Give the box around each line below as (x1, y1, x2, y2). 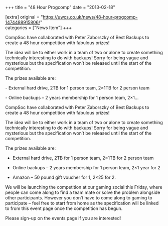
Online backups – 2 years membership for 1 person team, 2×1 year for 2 (12, 165, 160, 170)
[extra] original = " (5, 14, 43, 20)
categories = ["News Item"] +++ (5, 25, 72, 31)
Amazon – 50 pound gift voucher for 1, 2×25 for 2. (12, 174, 116, 180)
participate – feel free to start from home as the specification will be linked (5, 200, 159, 206)
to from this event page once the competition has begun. (5, 205, 123, 211)
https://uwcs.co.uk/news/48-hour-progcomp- (42, 14, 138, 20)
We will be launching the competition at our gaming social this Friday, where (5, 184, 162, 190)
